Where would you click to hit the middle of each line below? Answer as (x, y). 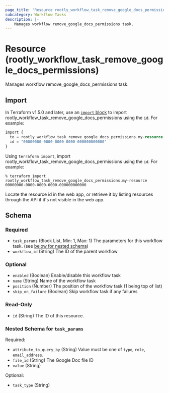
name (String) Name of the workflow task (54, 281)
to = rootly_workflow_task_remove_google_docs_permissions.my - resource (87, 137)
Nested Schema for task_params (45, 328)
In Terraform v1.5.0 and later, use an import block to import (66, 112)
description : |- (22, 19)
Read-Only (19, 305)
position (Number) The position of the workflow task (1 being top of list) (87, 286)
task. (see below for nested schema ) (51, 246)
